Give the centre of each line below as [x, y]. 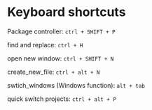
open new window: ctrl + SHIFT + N [61, 58]
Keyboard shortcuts [67, 12]
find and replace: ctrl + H [45, 45]
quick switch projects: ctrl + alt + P [62, 99]
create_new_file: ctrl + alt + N [54, 72]
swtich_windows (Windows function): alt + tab [76, 85]
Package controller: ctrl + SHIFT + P [61, 31]
